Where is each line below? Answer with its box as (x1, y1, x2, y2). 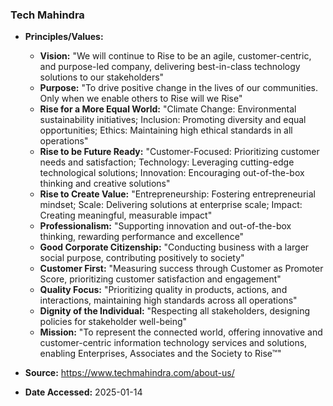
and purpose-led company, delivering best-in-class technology (39, 61, 301, 73)
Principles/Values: (24, 31, 104, 43)
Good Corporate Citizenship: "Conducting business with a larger (39, 241, 310, 253)
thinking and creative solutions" (39, 178, 171, 190)
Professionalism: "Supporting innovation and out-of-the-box (39, 220, 292, 232)
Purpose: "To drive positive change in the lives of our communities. (39, 82, 318, 94)
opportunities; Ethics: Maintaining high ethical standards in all (39, 124, 293, 137)
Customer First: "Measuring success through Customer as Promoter (39, 263, 324, 275)
